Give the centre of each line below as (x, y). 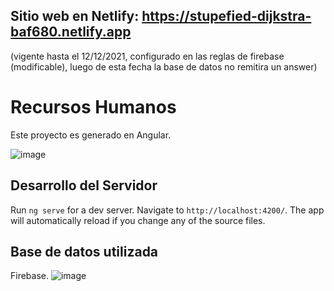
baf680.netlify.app (71, 32)
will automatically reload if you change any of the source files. (138, 220)
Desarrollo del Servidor (84, 185)
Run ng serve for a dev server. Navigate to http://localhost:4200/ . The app (167, 210)
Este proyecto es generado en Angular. (91, 135)
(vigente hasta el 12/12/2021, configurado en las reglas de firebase (147, 56)
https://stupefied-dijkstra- (226, 16)
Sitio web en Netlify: (75, 16)
